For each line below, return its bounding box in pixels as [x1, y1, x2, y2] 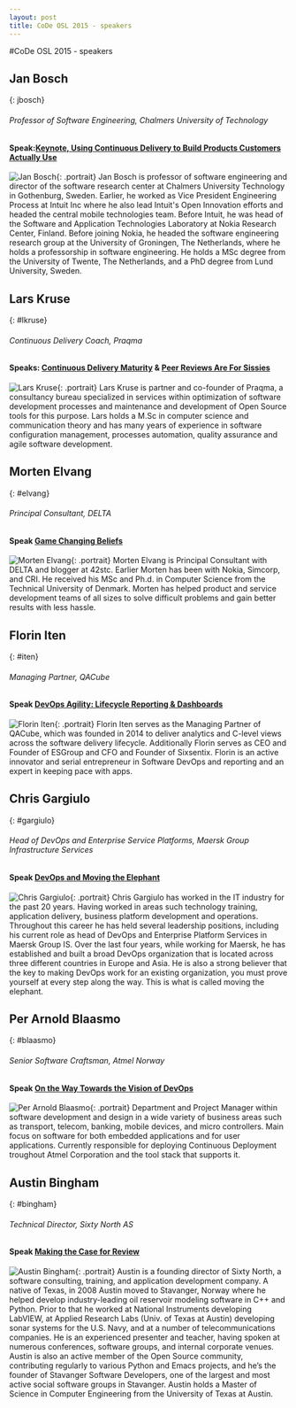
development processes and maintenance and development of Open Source [9, 400, 287, 412]
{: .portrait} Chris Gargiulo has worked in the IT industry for [70, 892, 285, 902]
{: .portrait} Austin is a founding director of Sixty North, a [74, 1265, 282, 1276]
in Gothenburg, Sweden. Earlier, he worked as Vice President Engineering [9, 190, 277, 201]
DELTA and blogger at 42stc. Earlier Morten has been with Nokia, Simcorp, [9, 564, 281, 576]
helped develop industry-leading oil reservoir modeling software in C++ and [9, 1294, 285, 1304]
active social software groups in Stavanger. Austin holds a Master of [9, 1379, 258, 1389]
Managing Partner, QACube [9, 671, 110, 682]
